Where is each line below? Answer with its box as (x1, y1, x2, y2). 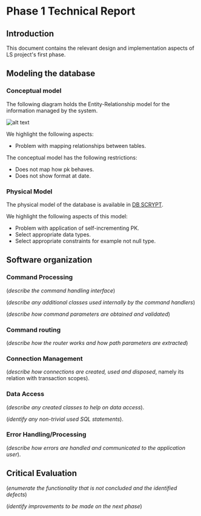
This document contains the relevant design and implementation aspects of (6, 44, 195, 52)
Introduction (6, 28, 54, 39)
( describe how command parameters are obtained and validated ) (6, 310, 171, 318)
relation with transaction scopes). (6, 375, 90, 382)
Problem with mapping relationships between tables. (15, 142, 147, 149)
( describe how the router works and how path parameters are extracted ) (6, 339, 188, 346)
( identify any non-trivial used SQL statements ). (6, 415, 124, 423)
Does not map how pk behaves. (15, 166, 94, 173)
